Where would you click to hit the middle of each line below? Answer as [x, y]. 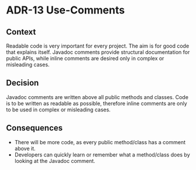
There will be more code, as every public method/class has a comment [100, 142]
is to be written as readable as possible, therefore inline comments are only [97, 103]
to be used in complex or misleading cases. [59, 110]
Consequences [35, 128]
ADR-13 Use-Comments [66, 10]
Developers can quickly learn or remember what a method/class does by [102, 154]
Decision [23, 83]
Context [21, 32]
